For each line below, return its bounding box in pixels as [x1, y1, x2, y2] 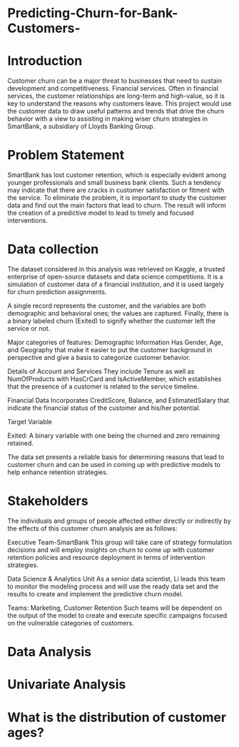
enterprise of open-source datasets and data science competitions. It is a [7, 273, 223, 281]
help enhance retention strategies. [7, 468, 108, 476]
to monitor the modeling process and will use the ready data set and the [7, 582, 219, 591]
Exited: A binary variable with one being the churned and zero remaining [7, 431, 220, 440]
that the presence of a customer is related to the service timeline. [7, 382, 200, 391]
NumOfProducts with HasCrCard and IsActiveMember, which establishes [7, 375, 222, 383]
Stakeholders [7, 493, 88, 509]
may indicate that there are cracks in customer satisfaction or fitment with [7, 186, 225, 194]
